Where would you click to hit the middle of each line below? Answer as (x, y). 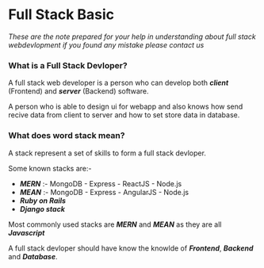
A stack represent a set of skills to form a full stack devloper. (107, 153)
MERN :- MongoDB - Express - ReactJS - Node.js (101, 183)
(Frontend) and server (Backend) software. (78, 91)
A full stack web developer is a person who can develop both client (119, 83)
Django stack (42, 209)
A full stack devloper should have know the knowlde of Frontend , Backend (131, 248)
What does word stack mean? (67, 136)
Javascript (27, 232)
